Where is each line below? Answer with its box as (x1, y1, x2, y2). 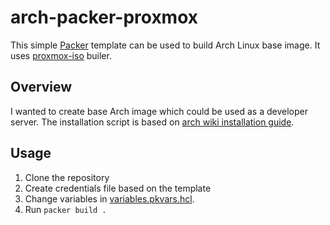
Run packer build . (24, 203, 107, 215)
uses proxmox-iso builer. (10, 49, 112, 61)
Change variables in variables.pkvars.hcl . (24, 192, 195, 205)
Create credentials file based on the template (24, 182, 212, 194)
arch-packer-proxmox (10, 6, 199, 29)
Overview (10, 79, 73, 96)
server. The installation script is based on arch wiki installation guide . (10, 116, 295, 128)
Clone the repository (24, 171, 110, 183)
